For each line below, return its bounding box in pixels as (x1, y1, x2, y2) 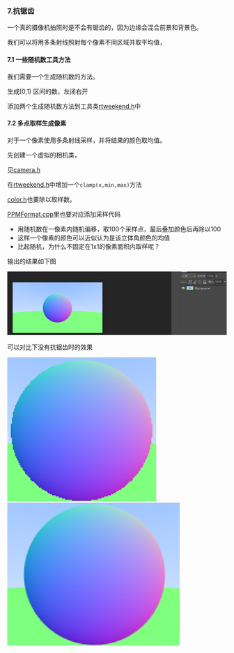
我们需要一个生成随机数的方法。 (7, 72, 99, 81)
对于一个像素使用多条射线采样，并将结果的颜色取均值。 (7, 136, 166, 144)
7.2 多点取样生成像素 (7, 119, 67, 128)
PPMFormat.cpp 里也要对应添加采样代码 (7, 210, 121, 218)
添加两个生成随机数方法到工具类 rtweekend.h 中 (7, 102, 141, 110)
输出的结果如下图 (7, 256, 56, 266)
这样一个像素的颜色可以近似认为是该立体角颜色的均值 (17, 233, 171, 242)
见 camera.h (7, 165, 40, 174)
